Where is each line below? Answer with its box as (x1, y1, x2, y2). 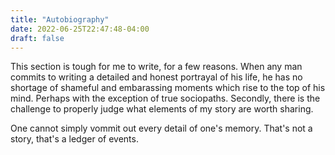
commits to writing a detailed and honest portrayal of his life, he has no (10, 71, 303, 83)
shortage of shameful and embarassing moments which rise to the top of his (10, 82, 326, 94)
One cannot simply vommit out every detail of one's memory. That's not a (10, 122, 313, 135)
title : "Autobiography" (10, 14, 110, 25)
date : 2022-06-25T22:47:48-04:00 (10, 24, 150, 34)
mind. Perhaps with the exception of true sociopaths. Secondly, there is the (10, 92, 321, 105)
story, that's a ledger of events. (10, 133, 139, 145)
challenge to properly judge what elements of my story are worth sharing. (10, 103, 314, 115)
